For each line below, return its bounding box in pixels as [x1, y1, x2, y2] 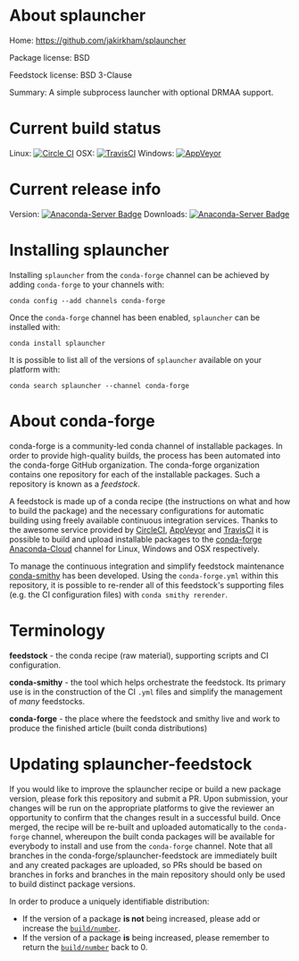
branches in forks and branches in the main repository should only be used [9, 869, 286, 880]
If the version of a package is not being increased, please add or [21, 913, 261, 923]
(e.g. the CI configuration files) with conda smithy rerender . [9, 589, 228, 600]
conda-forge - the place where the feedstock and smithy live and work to [9, 712, 280, 724]
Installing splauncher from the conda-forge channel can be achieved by [9, 269, 270, 280]
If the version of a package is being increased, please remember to [21, 931, 270, 943]
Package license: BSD [9, 52, 91, 63]
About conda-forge [9, 410, 155, 431]
